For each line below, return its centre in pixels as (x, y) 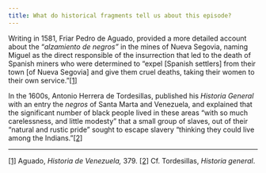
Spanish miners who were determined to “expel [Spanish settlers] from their (132, 63)
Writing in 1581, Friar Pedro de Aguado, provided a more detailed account (127, 38)
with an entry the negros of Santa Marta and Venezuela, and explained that (131, 104)
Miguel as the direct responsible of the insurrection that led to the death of (130, 55)
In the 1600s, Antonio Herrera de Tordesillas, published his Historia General (131, 95)
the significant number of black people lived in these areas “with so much (128, 113)
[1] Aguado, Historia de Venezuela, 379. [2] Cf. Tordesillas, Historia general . (132, 160)
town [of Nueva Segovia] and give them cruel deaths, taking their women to (131, 71)
